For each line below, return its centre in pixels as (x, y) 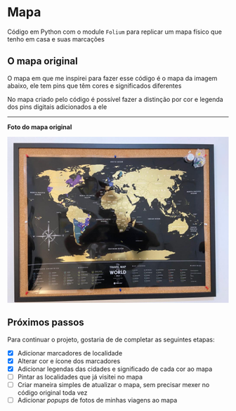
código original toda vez (52, 392)
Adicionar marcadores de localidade (70, 353)
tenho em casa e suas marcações (56, 39)
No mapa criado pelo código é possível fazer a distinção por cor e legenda (115, 99)
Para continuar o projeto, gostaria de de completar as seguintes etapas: (111, 339)
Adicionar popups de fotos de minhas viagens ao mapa (97, 400)
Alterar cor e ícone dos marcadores (69, 361)
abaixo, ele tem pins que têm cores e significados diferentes (94, 86)
